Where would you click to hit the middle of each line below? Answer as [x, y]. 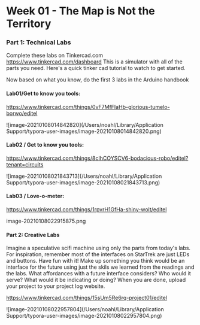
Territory [29, 24]
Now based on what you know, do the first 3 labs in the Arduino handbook [98, 80]
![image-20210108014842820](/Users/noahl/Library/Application [85, 124]
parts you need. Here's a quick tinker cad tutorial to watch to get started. [96, 68]
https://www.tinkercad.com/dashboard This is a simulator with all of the [94, 62]
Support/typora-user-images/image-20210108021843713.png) [83, 182]
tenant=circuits [25, 164]
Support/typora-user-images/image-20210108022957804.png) [84, 316]
